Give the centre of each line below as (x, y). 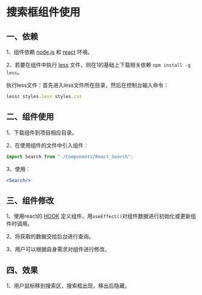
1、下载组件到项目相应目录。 (42, 132)
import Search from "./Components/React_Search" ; (70, 157)
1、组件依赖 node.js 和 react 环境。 (50, 52)
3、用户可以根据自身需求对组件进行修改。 (58, 249)
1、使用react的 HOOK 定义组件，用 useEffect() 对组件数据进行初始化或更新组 (101, 216)
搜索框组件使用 (43, 12)
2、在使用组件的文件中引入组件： (48, 145)
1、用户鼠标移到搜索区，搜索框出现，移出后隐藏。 (68, 286)
